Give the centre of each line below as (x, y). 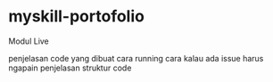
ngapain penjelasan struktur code (70, 68)
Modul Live (29, 41)
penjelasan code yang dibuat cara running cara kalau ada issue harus (136, 58)
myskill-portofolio (76, 16)
